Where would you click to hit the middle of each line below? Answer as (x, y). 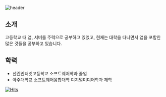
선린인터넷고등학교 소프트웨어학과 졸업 (50, 73)
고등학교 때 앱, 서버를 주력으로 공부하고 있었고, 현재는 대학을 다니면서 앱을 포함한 (83, 37)
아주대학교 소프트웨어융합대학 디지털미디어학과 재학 (62, 80)
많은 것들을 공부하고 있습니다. (34, 43)
